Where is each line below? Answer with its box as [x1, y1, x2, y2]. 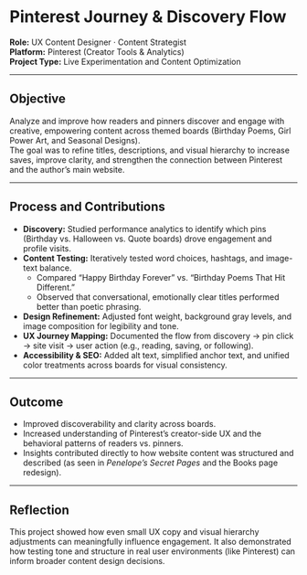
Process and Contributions [9, 199, 166, 215]
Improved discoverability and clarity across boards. [22, 419, 217, 430]
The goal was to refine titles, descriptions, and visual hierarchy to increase [9, 144, 291, 155]
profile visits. [22, 242, 71, 253]
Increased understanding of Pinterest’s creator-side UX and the [22, 428, 262, 440]
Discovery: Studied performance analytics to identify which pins [22, 223, 267, 234]
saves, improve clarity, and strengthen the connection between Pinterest [9, 154, 283, 165]
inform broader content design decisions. [9, 556, 165, 567]
